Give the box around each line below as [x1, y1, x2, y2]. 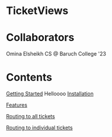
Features [6, 101, 28, 109]
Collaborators [6, 31, 74, 44]
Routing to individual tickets [6, 124, 73, 131]
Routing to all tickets [6, 113, 55, 120]
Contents [6, 71, 53, 84]
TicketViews [6, 4, 69, 18]
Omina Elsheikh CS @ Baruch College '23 [6, 50, 107, 57]
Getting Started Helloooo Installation [6, 90, 94, 97]
